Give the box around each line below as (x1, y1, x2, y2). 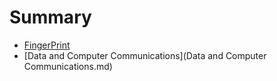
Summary (9, 6, 92, 29)
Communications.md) (23, 60, 113, 72)
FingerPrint (23, 39, 71, 51)
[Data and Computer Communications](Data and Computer (23, 49, 267, 61)
